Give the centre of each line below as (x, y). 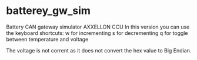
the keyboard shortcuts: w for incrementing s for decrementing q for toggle (97, 33)
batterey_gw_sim (49, 11)
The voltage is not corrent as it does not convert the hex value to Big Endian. (99, 50)
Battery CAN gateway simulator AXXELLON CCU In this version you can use (98, 27)
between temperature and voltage (47, 39)
